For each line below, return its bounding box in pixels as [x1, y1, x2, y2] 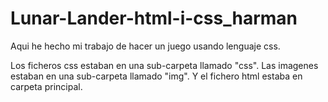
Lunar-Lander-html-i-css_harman [10, 7, 298, 30]
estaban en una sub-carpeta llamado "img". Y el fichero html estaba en [10, 70, 303, 82]
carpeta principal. [10, 80, 83, 92]
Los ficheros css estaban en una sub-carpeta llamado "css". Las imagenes [10, 59, 319, 71]
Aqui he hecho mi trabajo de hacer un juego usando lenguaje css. [10, 40, 281, 52]
